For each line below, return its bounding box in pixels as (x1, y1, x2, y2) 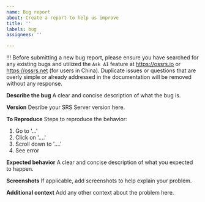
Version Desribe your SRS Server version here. (6, 103, 125, 111)
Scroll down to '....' (15, 140, 62, 148)
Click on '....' (15, 134, 47, 141)
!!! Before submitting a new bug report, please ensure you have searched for (6, 54, 199, 61)
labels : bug (6, 26, 37, 32)
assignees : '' (6, 32, 43, 38)
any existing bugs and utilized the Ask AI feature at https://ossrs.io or (6, 61, 181, 68)
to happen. (6, 165, 34, 173)
